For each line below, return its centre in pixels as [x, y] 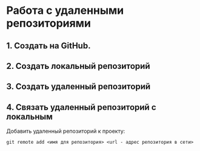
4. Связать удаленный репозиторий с [81, 107]
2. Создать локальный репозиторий [78, 66]
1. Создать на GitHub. [48, 46]
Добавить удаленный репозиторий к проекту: [66, 131]
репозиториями [48, 23]
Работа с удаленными [65, 11]
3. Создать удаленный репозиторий [78, 87]
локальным [30, 116]
